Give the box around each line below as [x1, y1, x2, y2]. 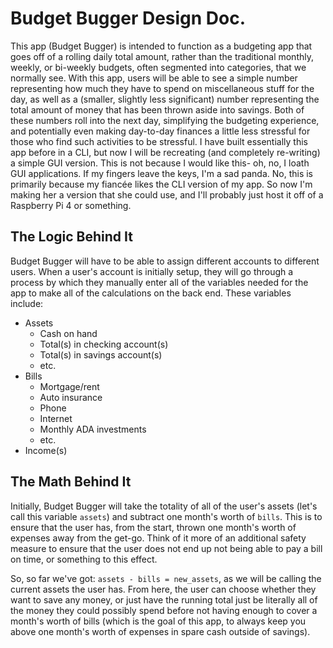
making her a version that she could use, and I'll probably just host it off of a [10, 188, 324, 201]
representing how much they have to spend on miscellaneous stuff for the [10, 82, 315, 94]
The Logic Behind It [10, 228, 133, 246]
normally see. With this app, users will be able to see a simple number [10, 72, 298, 84]
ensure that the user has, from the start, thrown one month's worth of [10, 521, 297, 533]
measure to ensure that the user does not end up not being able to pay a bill [10, 542, 323, 554]
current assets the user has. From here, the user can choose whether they [10, 583, 317, 595]
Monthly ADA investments [39, 423, 147, 435]
